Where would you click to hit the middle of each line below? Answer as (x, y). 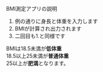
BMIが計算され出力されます (48, 29)
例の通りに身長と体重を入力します (56, 21)
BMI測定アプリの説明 (32, 9)
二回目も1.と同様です (40, 36)
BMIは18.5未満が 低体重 (34, 48)
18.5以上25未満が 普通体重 (38, 56)
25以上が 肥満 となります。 (38, 63)
